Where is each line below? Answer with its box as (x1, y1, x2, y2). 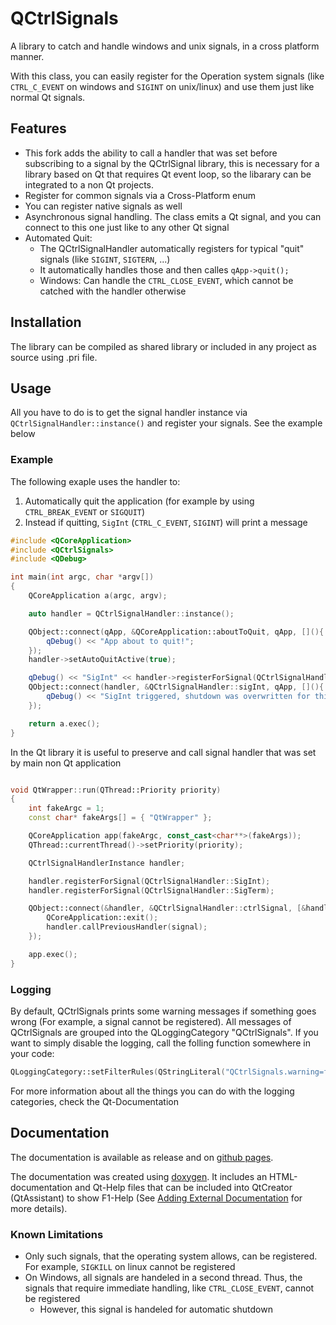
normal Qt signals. (10, 91, 86, 103)
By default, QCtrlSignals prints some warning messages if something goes (10, 1005, 317, 1017)
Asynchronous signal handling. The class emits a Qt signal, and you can (24, 210, 322, 222)
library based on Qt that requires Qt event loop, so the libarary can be (24, 168, 312, 180)
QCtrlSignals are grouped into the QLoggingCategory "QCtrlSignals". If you (10, 1026, 319, 1038)
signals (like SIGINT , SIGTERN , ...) (39, 253, 171, 265)
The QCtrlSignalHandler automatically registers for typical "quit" (39, 242, 305, 254)
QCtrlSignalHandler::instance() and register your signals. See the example (10, 417, 323, 429)
